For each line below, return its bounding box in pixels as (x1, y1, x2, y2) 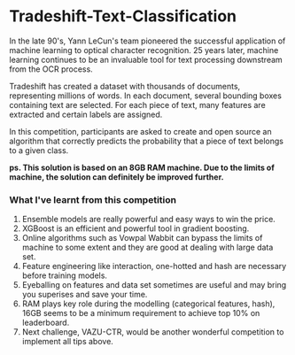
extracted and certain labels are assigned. (9, 109, 163, 120)
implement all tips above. (21, 336, 113, 347)
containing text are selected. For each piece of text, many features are (9, 99, 266, 110)
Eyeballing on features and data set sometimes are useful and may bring (21, 280, 287, 290)
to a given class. (9, 144, 69, 156)
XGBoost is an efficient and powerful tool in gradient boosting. (21, 223, 250, 234)
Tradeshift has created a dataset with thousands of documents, (9, 81, 241, 91)
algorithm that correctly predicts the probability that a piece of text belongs (9, 135, 283, 146)
